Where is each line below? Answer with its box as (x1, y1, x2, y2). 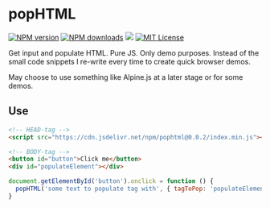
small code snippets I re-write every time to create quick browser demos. (8, 56, 251, 66)
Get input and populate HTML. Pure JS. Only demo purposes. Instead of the (8, 48, 260, 57)
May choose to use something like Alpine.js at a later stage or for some (8, 72, 243, 81)
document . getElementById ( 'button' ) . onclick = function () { (8, 177, 215, 185)
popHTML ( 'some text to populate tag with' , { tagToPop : (15, 185, 207, 193)
